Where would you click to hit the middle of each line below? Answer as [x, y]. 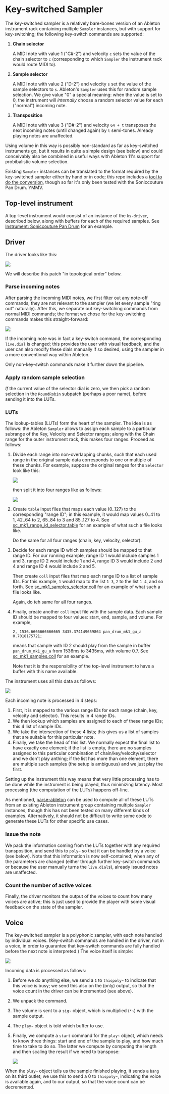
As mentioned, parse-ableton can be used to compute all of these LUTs [79, 800]
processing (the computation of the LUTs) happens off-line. [67, 790]
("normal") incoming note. [40, 105]
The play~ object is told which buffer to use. [58, 1026]
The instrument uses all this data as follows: [51, 681]
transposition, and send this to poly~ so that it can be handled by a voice [81, 850]
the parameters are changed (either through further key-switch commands [83, 861]
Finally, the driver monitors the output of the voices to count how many [79, 896]
